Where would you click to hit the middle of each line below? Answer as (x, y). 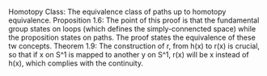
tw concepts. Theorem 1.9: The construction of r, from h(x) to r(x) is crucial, (134, 46)
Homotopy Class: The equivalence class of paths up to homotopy (117, 12)
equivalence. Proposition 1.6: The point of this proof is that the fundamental (134, 20)
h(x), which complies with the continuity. (76, 63)
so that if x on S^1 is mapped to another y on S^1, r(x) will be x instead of (129, 55)
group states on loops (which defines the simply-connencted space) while (132, 29)
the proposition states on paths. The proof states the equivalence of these (132, 37)
